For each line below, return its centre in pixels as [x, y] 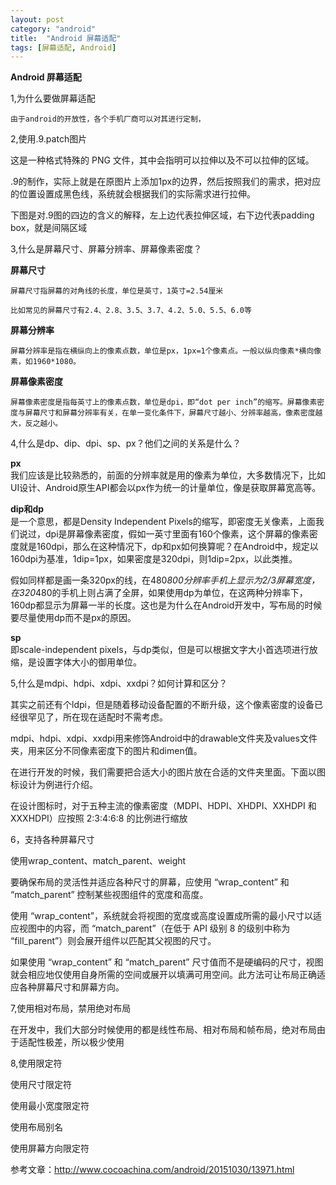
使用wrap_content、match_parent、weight [98, 861]
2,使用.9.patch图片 [49, 139]
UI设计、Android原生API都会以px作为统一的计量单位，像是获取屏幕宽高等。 [166, 488]
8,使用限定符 [36, 1063]
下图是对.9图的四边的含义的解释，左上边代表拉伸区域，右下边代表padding [162, 215]
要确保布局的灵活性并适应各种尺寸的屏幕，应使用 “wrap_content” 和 [150, 882]
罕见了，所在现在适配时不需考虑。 [97, 717]
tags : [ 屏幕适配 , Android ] [63, 47]
